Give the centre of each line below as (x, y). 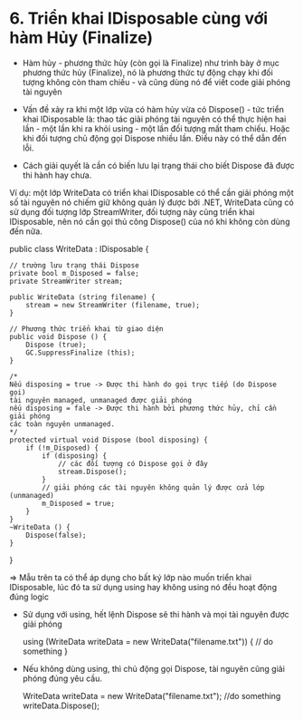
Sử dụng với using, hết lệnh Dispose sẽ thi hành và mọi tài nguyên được (156, 614)
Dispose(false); (57, 535)
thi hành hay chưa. (57, 175)
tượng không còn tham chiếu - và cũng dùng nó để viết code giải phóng (156, 82)
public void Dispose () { (58, 336)
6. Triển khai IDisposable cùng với (139, 19)
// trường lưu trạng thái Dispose (75, 265)
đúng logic (29, 597)
